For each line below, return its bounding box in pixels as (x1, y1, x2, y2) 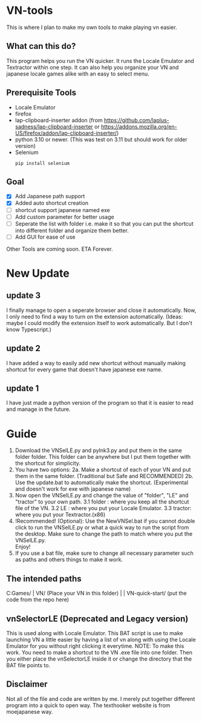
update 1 (6, 383, 39, 393)
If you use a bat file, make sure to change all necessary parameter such (15, 549, 194, 557)
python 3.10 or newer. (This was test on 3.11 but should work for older (15, 135, 187, 143)
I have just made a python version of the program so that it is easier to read (6, 399, 194, 407)
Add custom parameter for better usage (15, 213, 114, 221)
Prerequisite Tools (6, 88, 77, 98)
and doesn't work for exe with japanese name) (15, 485, 131, 493)
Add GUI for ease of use (15, 233, 76, 241)
